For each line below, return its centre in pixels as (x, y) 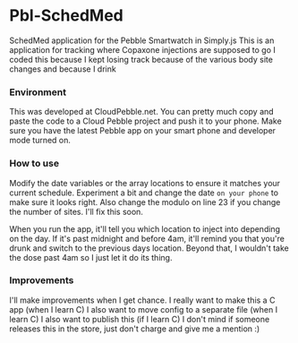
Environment (38, 92)
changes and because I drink (63, 69)
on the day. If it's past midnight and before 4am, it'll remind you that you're (147, 238)
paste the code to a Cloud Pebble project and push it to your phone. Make (145, 121)
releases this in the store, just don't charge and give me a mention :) (135, 329)
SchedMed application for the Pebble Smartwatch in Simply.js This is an (142, 40)
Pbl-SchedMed (66, 16)
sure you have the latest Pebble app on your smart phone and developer (142, 131)
